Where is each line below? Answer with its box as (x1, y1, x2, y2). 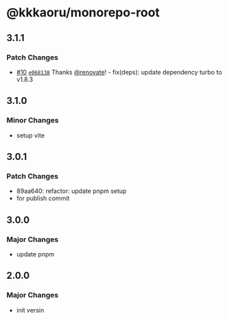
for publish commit (16, 194, 70, 202)
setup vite (16, 131, 45, 139)
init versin (16, 306, 45, 314)
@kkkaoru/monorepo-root (6, 5, 160, 21)
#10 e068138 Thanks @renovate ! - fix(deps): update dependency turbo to (16, 68, 222, 76)
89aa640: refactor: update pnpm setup (16, 187, 127, 196)
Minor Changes (6, 116, 59, 125)
